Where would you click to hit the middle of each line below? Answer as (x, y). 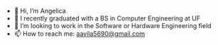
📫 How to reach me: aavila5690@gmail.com (80, 34)
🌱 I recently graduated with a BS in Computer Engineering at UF (107, 18)
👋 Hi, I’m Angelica (40, 11)
